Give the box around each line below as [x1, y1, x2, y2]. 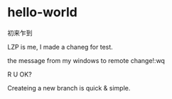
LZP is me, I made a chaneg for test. [7, 42, 114, 51]
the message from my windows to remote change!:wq [7, 56, 166, 64]
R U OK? [7, 70, 32, 78]
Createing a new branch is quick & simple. [7, 83, 131, 92]
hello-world [7, 4, 78, 21]
